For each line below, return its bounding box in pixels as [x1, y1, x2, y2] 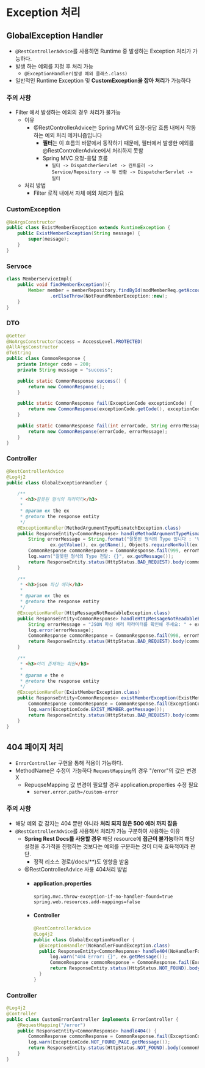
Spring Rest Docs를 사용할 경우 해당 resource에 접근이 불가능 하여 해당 [24, 835, 195, 842]
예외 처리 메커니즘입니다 [45, 132, 103, 139]
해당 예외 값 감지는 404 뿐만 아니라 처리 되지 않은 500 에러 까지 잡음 [15, 819, 178, 827]
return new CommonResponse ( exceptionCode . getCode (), [28, 406, 165, 412]
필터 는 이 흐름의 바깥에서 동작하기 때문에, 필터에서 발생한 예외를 [42, 139, 194, 147]
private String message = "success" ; [17, 367, 113, 373]
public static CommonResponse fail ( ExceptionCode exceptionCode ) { [17, 401, 192, 407]
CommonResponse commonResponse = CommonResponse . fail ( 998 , [28, 633, 182, 639]
